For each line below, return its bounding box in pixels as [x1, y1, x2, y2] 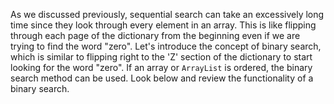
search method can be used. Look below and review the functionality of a [10, 72, 314, 84]
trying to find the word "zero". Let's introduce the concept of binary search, [10, 40, 322, 52]
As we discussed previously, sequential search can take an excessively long [10, 9, 325, 20]
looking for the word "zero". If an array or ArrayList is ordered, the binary [10, 62, 313, 73]
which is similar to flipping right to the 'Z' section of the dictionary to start [10, 51, 313, 63]
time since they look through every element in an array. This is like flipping [10, 19, 317, 31]
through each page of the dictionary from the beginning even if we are [10, 30, 301, 41]
